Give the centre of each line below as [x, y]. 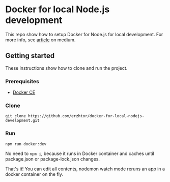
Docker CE [24, 92]
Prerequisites [22, 81]
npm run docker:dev [26, 144]
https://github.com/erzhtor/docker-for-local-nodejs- [86, 116]
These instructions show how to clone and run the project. [66, 68]
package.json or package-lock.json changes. [53, 159]
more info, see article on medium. [40, 40]
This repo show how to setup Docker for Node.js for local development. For [84, 34]
